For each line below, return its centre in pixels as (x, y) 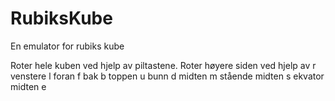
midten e (28, 86)
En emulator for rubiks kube (67, 46)
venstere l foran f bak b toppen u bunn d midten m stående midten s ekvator (167, 76)
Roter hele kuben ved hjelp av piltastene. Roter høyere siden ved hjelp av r (163, 65)
